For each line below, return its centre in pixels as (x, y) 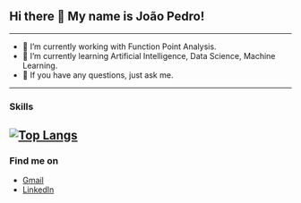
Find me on (34, 161)
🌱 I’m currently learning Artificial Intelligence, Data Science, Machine (149, 55)
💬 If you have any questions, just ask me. (98, 75)
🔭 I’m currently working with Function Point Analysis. (119, 47)
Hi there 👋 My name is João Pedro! (107, 17)
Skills (21, 106)
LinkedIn (38, 190)
